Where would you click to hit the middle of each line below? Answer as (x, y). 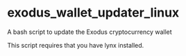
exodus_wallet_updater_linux (93, 13)
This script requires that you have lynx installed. (76, 45)
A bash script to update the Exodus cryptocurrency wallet (90, 32)
